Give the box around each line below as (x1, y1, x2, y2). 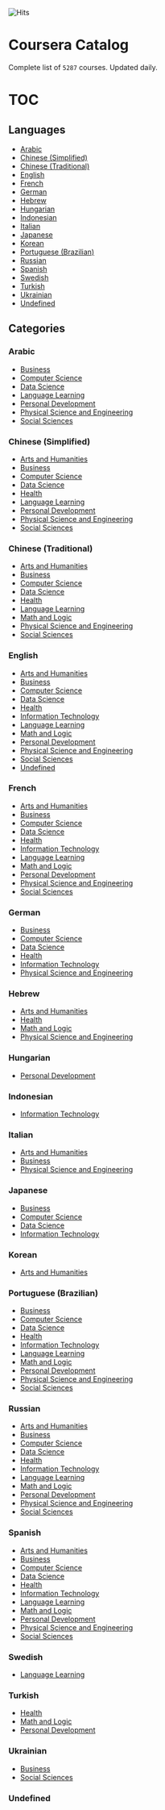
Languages (8, 123, 66, 136)
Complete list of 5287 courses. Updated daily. (8, 62, 159, 72)
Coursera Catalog (8, 36, 130, 54)
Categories (8, 322, 66, 336)
